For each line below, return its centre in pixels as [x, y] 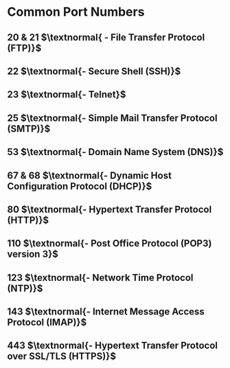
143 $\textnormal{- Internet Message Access [106, 312]
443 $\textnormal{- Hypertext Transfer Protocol [113, 346]
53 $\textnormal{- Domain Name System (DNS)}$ [115, 152]
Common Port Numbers [76, 12]
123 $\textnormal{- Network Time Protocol [100, 278]
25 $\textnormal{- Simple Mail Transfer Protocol [112, 118]
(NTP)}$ [25, 288]
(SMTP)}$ [29, 129]
